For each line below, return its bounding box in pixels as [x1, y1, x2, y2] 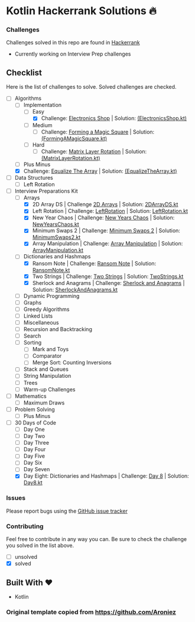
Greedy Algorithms [23, 306, 70, 313]
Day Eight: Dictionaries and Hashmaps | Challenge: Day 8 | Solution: [23, 472, 189, 480]
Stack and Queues [23, 365, 69, 373]
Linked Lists [23, 312, 53, 319]
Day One [23, 426, 45, 433]
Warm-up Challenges [23, 385, 76, 393]
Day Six [23, 459, 43, 466]
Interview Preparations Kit [14, 187, 78, 195]
